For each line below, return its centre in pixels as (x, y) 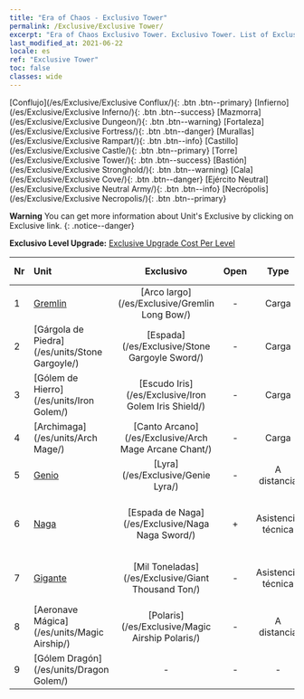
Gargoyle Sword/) (166, 357)
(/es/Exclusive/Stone (166, 346)
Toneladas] (176, 566)
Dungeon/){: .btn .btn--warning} (161, 121)
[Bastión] (230, 160)
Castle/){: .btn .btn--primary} (156, 150)
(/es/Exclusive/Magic (166, 627)
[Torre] (224, 150)
